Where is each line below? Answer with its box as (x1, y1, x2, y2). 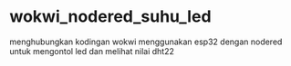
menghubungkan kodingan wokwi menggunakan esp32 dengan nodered (9, 36, 283, 47)
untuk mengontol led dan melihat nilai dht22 (9, 45, 175, 56)
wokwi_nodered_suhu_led (9, 6, 212, 27)
